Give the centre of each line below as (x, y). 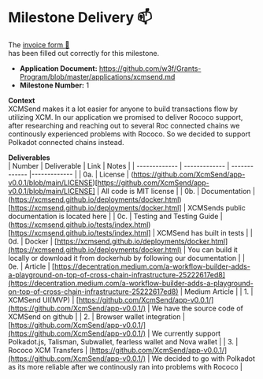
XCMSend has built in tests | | (205, 232)
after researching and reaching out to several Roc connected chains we (124, 125)
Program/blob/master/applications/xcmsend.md (97, 76)
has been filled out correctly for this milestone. (84, 53)
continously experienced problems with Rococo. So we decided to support (129, 134)
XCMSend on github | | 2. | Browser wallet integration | (96, 316)
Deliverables (29, 158)
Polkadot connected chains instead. (66, 142)
